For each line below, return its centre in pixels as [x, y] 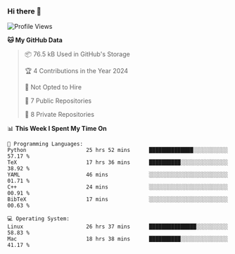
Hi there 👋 [25, 11]
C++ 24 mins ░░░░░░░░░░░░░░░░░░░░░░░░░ [118, 187]
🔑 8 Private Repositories [59, 115]
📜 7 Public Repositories [58, 101]
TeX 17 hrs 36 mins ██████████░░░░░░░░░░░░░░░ [118, 163]
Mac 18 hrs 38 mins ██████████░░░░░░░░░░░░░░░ [118, 239]
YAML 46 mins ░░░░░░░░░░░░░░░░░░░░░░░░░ [118, 175]
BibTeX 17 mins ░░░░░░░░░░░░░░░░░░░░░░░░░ [118, 200]
